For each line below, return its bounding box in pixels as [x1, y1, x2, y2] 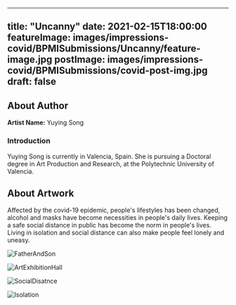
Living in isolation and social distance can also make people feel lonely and [7, 228, 225, 237]
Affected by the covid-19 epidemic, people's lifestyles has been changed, [7, 206, 221, 215]
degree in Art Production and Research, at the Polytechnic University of [7, 159, 214, 168]
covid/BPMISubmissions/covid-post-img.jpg [7, 65, 209, 77]
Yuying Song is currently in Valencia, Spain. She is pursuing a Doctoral [7, 152, 211, 161]
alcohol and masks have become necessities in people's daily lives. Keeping [7, 213, 228, 222]
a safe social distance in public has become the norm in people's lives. [7, 221, 212, 230]
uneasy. [7, 236, 30, 244]
